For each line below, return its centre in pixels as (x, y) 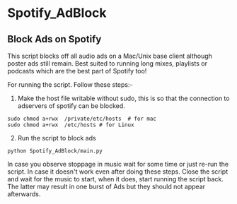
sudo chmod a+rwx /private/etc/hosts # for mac (82, 119)
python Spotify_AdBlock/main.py (55, 151)
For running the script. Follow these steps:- (70, 85)
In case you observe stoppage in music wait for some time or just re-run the (118, 164)
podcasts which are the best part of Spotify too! (77, 71)
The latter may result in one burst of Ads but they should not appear (106, 186)
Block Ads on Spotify (54, 39)
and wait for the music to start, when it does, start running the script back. (116, 179)
